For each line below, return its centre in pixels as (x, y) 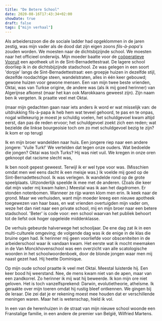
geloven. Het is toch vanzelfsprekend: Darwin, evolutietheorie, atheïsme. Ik (80, 284)
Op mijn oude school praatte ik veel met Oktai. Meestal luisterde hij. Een (77, 268)
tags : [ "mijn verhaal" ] (29, 28)
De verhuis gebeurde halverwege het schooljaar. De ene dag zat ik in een (78, 228)
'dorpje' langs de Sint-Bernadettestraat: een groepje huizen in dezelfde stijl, (80, 72)
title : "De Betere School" (32, 9)
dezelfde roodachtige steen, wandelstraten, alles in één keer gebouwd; (76, 77)
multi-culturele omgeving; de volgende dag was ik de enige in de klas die (78, 233)
